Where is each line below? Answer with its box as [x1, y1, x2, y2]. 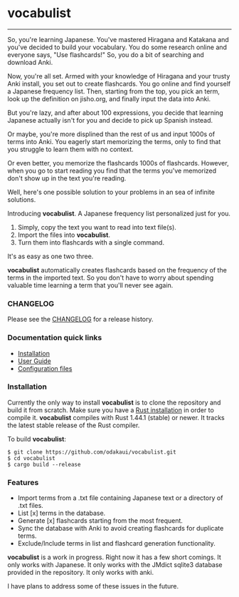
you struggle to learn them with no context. [7, 145, 134, 153]
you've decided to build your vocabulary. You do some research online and [7, 43, 228, 51]
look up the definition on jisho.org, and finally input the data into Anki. [7, 94, 211, 103]
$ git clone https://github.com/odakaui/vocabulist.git [7, 448, 176, 456]
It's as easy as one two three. [7, 252, 94, 260]
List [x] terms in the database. [17, 509, 106, 518]
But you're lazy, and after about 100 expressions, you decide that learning [7, 108, 223, 117]
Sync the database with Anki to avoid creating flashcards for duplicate [17, 524, 224, 533]
